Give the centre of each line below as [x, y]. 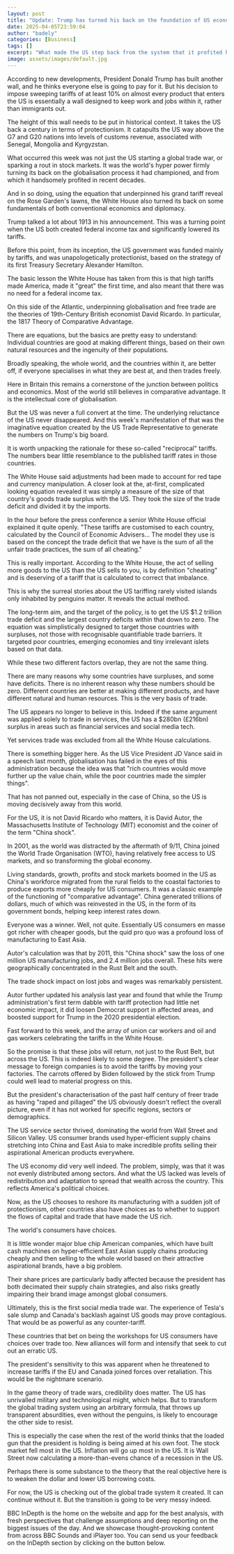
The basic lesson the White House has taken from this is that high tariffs [110, 278]
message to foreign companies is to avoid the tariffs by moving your [105, 1066]
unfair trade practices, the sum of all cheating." [75, 549]
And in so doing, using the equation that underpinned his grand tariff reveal [115, 193]
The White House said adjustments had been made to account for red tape [114, 476]
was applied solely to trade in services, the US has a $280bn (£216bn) [108, 719]
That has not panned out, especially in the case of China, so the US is [107, 797]
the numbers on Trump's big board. [58, 434]
